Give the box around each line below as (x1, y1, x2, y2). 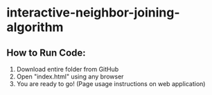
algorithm (6, 19, 64, 35)
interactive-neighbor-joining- (6, 5, 181, 21)
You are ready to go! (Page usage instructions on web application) (16, 80, 206, 87)
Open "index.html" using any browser (16, 72, 124, 81)
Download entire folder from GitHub (16, 65, 119, 73)
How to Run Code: (6, 47, 86, 59)
